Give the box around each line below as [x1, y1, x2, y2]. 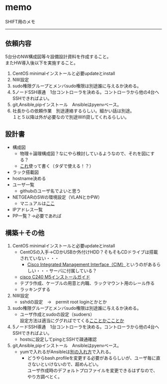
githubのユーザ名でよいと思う [19, 188, 81, 193]
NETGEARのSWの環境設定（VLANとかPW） [12, 194, 103, 200]
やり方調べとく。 [27, 374, 62, 380]
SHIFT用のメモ [5, 18, 36, 24]
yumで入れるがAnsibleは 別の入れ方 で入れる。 [19, 349, 114, 355]
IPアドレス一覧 [12, 206, 43, 212]
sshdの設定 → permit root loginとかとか [19, 299, 107, 305]
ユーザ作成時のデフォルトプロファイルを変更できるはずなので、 [27, 368, 158, 374]
